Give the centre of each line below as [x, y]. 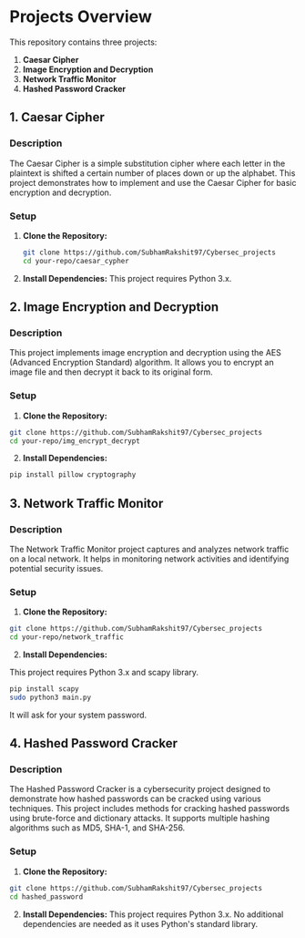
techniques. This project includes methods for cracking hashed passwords [149, 809]
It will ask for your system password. [78, 715]
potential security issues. [56, 568]
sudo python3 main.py [51, 697]
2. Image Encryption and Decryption [114, 307]
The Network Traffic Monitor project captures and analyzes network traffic [149, 549]
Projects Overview [81, 17]
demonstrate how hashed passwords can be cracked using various [135, 799]
